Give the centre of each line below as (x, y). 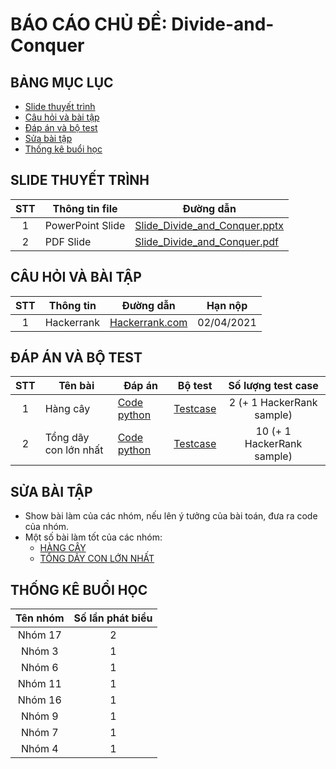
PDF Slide (68, 241)
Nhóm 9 (39, 716)
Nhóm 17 (39, 635)
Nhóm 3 (39, 651)
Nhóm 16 (39, 700)
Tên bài (76, 386)
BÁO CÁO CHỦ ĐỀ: (89, 24)
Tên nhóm (40, 618)
